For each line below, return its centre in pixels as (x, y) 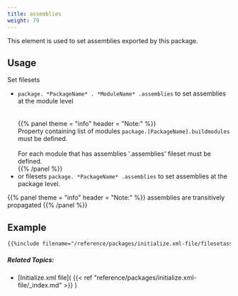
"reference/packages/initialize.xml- (145, 278)
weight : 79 (23, 21)
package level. (39, 184)
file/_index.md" (40, 285)
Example (27, 227)
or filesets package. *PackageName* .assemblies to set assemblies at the (123, 176)
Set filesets (24, 80)
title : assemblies (34, 14)
